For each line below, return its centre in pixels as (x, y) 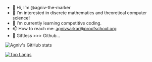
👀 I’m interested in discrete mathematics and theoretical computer (79, 13)
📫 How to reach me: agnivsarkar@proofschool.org (64, 29)
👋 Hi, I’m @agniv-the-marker (41, 8)
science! (21, 18)
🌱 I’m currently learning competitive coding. (57, 23)
